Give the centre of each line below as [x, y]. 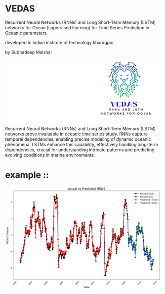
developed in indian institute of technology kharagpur [60, 42]
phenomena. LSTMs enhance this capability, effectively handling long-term [82, 144]
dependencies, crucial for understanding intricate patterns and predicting [80, 150]
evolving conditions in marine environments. [50, 155]
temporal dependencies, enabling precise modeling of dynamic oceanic [78, 139]
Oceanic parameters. [26, 33]
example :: [27, 175]
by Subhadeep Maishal [28, 52]
